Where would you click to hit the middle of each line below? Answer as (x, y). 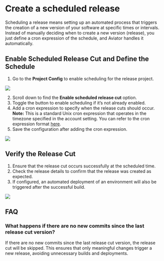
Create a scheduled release (62, 9)
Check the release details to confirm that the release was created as (82, 171)
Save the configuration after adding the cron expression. (70, 129)
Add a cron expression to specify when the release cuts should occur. (83, 108)
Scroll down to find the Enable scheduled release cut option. (75, 98)
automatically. (19, 43)
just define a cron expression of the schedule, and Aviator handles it (74, 38)
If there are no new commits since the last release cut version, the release (80, 243)
